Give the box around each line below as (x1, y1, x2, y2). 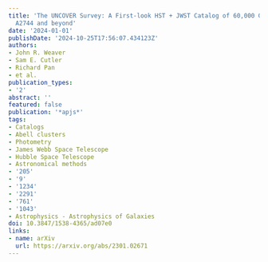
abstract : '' (8, 93, 52, 101)
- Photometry (8, 137, 52, 146)
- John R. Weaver (8, 49, 66, 57)
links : (8, 227, 30, 236)
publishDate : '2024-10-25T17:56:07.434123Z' (8, 34, 159, 42)
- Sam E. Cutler (8, 57, 62, 65)
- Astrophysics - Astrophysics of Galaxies (8, 212, 156, 220)
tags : (8, 116, 26, 124)
